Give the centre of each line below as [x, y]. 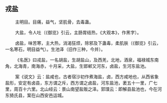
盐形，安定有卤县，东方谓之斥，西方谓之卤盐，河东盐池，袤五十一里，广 [79, 83]
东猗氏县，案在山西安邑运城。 [36, 95]
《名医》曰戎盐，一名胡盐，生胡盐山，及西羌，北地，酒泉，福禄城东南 [87, 60]
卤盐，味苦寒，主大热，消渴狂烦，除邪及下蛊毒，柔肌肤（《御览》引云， [88, 43]
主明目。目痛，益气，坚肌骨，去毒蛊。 [54, 22]
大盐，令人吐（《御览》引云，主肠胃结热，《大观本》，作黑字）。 [78, 32]
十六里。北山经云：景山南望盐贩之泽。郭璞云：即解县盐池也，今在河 [92, 89]
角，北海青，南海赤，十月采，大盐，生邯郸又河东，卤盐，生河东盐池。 [77, 66]
